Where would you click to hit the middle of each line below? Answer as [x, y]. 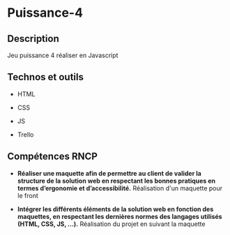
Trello [25, 135]
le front [28, 195]
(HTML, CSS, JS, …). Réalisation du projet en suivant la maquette [111, 224]
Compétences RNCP [52, 157]
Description [33, 39]
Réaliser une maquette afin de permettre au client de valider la [109, 173]
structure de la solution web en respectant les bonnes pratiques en [116, 181]
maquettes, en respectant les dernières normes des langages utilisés [120, 216]
